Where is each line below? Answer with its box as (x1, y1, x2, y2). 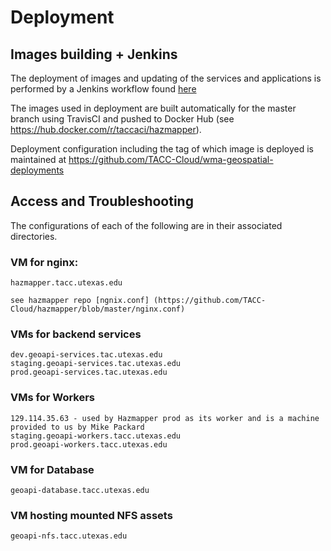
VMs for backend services (10, 327, 142, 341)
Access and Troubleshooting (10, 193, 194, 210)
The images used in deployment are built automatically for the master (10, 102, 297, 114)
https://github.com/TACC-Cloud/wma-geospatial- (68, 154, 274, 165)
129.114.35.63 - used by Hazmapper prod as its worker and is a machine (10, 413, 320, 423)
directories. (10, 230, 58, 242)
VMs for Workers (10, 391, 96, 405)
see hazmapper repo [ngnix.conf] (10, 296, 150, 306)
